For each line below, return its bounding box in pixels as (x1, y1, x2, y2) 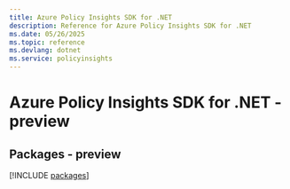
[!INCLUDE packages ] (9, 170, 90, 180)
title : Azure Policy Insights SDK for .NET (9, 12, 173, 22)
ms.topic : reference (9, 37, 86, 47)
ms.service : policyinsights (9, 54, 114, 63)
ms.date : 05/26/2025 (9, 29, 86, 38)
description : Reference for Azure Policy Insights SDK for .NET (9, 21, 252, 30)
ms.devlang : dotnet (9, 46, 82, 55)
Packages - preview (9, 146, 121, 161)
